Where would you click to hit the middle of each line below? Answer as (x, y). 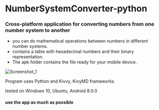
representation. (28, 57)
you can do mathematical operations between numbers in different (80, 41)
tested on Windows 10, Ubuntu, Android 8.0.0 (51, 91)
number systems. (30, 46)
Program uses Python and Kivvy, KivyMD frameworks (60, 81)
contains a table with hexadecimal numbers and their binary (73, 52)
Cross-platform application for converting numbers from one (80, 24)
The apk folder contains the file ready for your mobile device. (75, 62)
